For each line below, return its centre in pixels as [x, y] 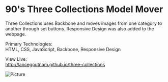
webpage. [16, 34]
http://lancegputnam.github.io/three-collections [55, 64]
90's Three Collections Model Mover [84, 9]
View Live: [16, 59]
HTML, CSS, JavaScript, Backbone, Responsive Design [63, 49]
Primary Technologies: [29, 44]
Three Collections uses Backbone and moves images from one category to [84, 23]
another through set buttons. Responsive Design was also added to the [80, 28]
